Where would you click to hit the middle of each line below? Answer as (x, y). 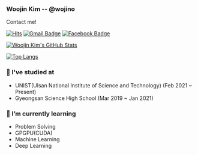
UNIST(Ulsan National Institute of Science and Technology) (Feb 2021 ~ (103, 85)
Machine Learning (37, 139)
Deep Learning (33, 145)
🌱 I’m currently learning (41, 114)
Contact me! (22, 22)
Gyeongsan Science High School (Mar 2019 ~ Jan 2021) (84, 98)
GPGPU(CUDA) (34, 133)
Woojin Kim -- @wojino (40, 9)
